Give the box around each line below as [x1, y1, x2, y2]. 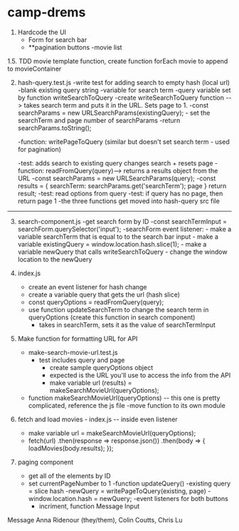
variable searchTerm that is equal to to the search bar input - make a [17, 232, 218, 241]
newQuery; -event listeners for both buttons [99, 494, 229, 502]
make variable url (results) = [49, 378, 132, 387]
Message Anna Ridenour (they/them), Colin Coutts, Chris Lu [7, 515, 183, 524]
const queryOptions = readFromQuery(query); [28, 297, 164, 306]
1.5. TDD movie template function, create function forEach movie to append [7, 56, 228, 65]
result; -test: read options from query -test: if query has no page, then [17, 189, 223, 197]
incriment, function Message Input [38, 502, 140, 510]
